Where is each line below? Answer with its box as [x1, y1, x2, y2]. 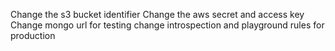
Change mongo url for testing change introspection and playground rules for [10, 19, 325, 31]
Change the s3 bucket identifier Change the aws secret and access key [10, 9, 305, 20]
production [10, 30, 56, 41]
